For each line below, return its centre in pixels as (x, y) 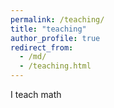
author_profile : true (55, 38)
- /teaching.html (55, 66)
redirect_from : (42, 47)
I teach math (36, 94)
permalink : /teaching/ (57, 19)
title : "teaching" (48, 29)
